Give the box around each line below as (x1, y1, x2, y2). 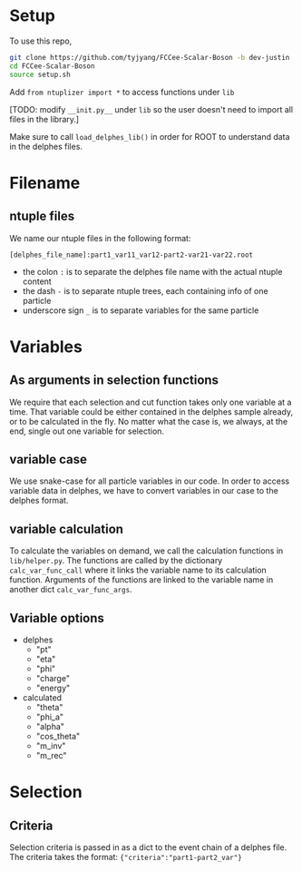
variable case (9, 451, 88, 467)
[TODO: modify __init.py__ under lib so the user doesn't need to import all (9, 103, 293, 114)
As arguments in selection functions (9, 373, 219, 388)
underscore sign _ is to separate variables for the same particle (22, 305, 259, 316)
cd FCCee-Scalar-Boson (9, 61, 95, 71)
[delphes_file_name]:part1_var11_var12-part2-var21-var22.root (9, 250, 254, 259)
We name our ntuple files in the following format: (9, 232, 191, 243)
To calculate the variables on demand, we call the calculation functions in (9, 545, 284, 556)
